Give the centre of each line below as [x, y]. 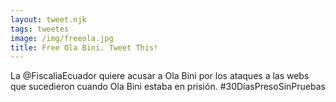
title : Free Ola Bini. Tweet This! [84, 47]
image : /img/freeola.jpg [62, 38]
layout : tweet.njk [48, 19]
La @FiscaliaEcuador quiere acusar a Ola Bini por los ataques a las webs [160, 76]
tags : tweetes [40, 29]
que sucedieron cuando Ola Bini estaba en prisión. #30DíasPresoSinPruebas [168, 87]
